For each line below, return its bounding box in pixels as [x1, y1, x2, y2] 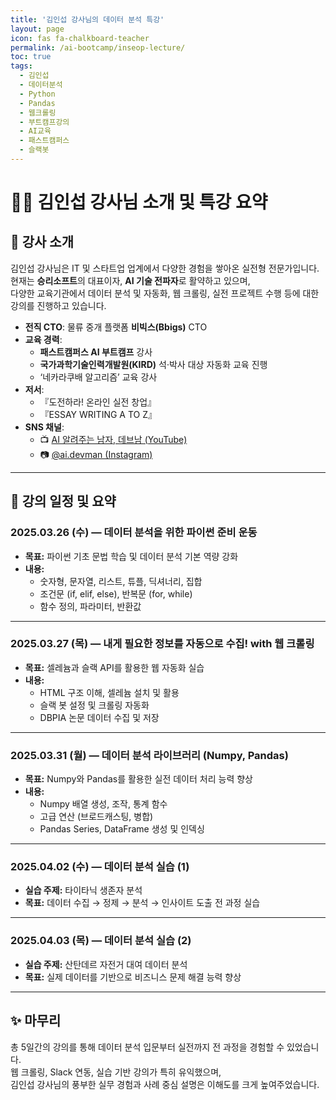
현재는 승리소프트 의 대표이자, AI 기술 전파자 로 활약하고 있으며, [10, 274, 251, 286]
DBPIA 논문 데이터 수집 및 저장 [39, 711, 160, 723]
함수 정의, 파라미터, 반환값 [39, 600, 142, 612]
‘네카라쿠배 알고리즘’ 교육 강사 [39, 371, 158, 383]
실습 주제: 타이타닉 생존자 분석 [24, 884, 143, 896]
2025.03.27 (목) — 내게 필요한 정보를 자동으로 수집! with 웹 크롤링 [10, 637, 315, 651]
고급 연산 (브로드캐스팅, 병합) [39, 811, 154, 823]
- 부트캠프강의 [19, 117, 70, 127]
